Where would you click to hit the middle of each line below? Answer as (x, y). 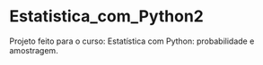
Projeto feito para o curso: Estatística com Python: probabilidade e (132, 41)
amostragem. (34, 50)
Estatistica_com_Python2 (106, 16)
